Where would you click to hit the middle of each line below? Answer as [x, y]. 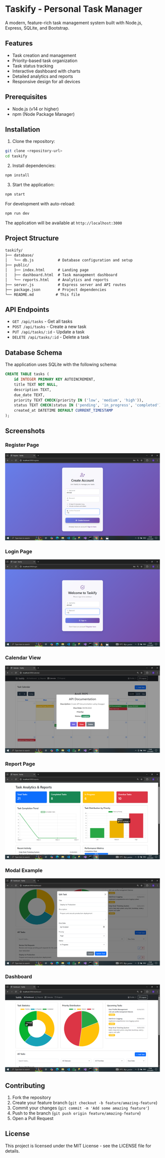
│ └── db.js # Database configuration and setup [69, 260]
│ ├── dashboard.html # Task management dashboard [61, 275]
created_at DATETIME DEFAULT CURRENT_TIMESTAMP [63, 411]
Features [19, 44]
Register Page [22, 445]
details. [13, 1151]
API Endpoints [27, 310]
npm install [17, 175]
